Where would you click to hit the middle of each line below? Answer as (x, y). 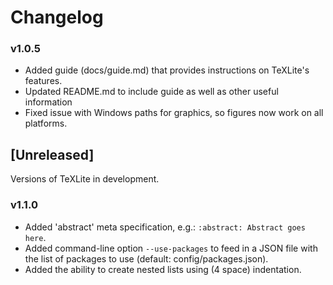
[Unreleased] (52, 154)
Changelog (57, 17)
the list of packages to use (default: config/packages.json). (146, 258)
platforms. (46, 123)
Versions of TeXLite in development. (85, 179)
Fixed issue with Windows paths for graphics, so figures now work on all (174, 113)
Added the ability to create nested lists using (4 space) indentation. (163, 269)
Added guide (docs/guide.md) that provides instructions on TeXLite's (167, 70)
